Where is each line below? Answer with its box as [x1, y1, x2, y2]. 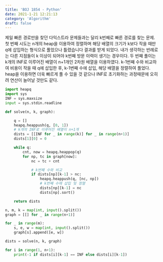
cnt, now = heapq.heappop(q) [22, 150, 82, 154]
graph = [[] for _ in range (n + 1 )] [5, 212, 75, 217]
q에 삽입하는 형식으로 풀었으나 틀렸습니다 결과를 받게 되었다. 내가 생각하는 [5, 47, 145, 53]
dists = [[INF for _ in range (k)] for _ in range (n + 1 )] [14, 132, 130, 137]
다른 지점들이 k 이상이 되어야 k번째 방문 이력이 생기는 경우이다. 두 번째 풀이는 [10, 53, 156, 59]
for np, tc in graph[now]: [22, 154, 77, 159]
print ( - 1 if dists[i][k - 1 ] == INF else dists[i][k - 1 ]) [14, 252, 127, 257]
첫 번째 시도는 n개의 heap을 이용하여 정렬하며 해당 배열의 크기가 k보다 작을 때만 [5, 41, 156, 47]
